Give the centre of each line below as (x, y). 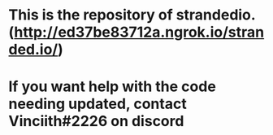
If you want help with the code (113, 87)
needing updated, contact (97, 104)
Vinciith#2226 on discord (96, 122)
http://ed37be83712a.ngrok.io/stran (139, 32)
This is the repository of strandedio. (132, 15)
